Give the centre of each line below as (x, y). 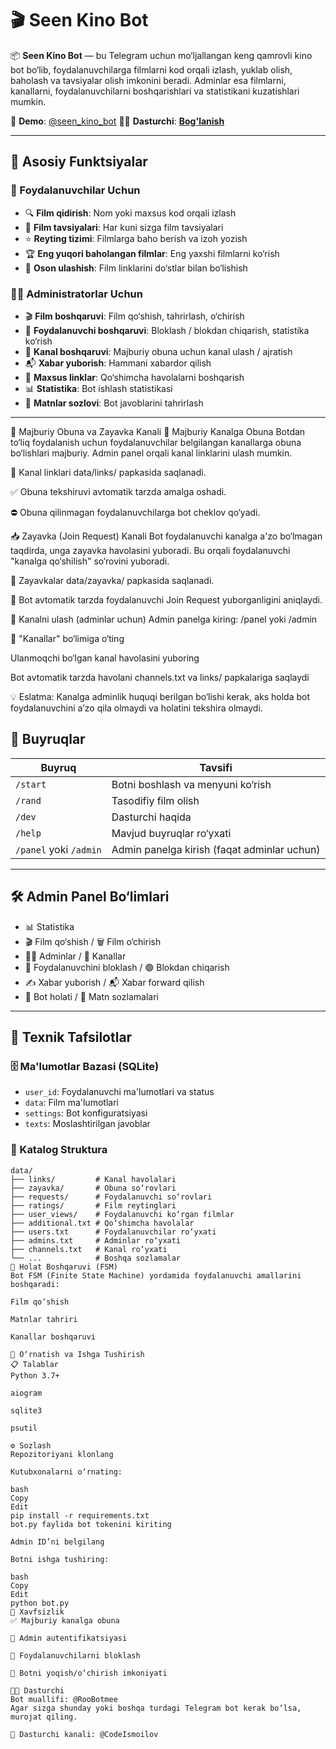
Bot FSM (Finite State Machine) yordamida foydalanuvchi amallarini (156, 1275)
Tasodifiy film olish (155, 800)
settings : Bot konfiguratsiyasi (86, 1113)
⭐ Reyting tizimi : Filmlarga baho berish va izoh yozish (136, 238)
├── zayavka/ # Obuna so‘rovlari (93, 1188)
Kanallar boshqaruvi (53, 1337)
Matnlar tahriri (44, 1319)
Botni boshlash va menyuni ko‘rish (191, 784)
